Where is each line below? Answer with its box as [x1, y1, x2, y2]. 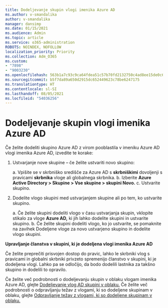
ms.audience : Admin [5, 31, 46, 36]
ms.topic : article [5, 36, 43, 41]
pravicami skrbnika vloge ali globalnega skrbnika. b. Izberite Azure [12, 175, 151, 181]
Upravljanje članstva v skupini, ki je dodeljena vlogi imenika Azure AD [5, 241, 153, 247]
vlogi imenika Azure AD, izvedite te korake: [5, 150, 93, 156]
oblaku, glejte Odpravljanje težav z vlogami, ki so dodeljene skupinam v [5, 292, 152, 298]
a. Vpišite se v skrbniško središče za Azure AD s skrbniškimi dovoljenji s [12, 169, 162, 175]
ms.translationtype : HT [5, 82, 55, 87]
